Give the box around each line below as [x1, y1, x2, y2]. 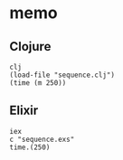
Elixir [9, 103, 39, 118]
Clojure [9, 39, 52, 54]
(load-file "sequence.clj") [9, 71, 116, 80]
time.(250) [9, 143, 51, 152]
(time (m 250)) [9, 79, 67, 88]
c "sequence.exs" [9, 135, 75, 144]
